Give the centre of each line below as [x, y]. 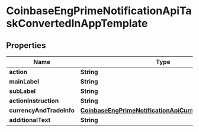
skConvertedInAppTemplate [77, 23]
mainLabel [24, 81]
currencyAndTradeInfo [42, 110]
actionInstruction [34, 101]
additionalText [30, 120]
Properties [26, 45]
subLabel [23, 91]
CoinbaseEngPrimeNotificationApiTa [99, 11]
